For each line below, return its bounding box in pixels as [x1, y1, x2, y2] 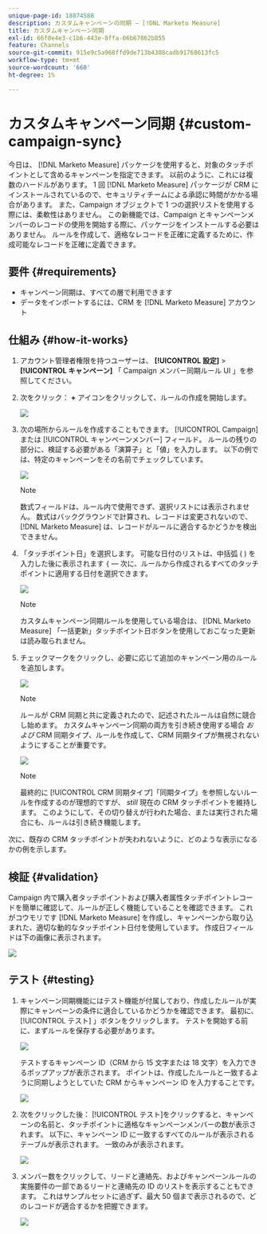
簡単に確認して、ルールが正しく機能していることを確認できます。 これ [22, 903, 253, 912]
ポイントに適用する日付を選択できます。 [19, 569, 153, 578]
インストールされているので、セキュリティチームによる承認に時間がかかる [8, 189, 252, 199]
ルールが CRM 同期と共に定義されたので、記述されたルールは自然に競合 [19, 711, 257, 720]
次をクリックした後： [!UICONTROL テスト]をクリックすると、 [19, 1110, 226, 1119]
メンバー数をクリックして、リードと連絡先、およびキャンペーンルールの [19, 1171, 257, 1181]
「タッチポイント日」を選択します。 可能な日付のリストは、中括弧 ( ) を [19, 549, 257, 558]
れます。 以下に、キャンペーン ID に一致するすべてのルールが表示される [19, 1130, 255, 1139]
